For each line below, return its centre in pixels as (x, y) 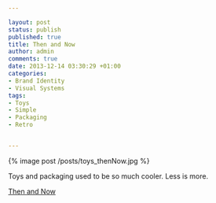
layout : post (29, 22)
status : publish (35, 30)
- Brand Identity (37, 81)
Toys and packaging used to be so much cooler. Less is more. (108, 176)
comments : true (33, 59)
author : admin (31, 52)
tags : (17, 95)
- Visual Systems (37, 88)
